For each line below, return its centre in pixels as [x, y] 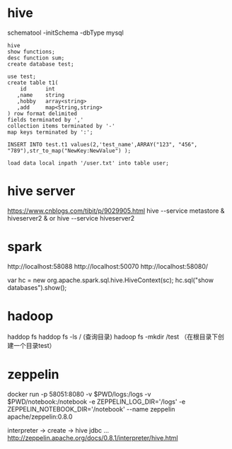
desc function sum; [36, 58]
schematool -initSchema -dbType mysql [65, 33]
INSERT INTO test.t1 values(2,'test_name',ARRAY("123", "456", [103, 144]
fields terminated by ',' [45, 119]
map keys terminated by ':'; [50, 132]
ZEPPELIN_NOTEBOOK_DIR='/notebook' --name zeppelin [91, 409]
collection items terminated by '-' [61, 126]
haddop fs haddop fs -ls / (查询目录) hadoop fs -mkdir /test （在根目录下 [113, 337]
